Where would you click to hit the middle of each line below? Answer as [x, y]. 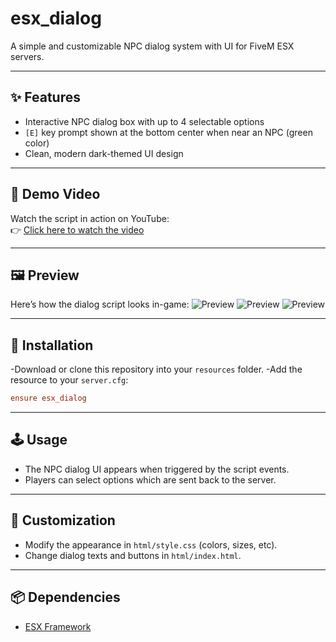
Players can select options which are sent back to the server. [150, 479]
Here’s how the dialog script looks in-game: [100, 304]
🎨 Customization [63, 520]
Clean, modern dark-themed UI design [104, 153]
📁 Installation [52, 345]
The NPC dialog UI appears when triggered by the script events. [157, 469]
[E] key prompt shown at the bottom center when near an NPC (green [168, 132]
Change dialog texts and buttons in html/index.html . [133, 555]
